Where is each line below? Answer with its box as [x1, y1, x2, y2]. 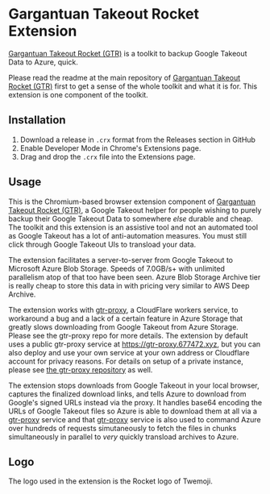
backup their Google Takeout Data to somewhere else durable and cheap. [8, 214, 254, 223]
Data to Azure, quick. [8, 57, 78, 67]
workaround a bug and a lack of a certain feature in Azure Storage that [8, 313, 243, 323]
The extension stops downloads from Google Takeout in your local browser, [8, 380, 260, 390]
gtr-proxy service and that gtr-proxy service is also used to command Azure [8, 414, 261, 424]
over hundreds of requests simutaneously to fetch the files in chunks [8, 423, 237, 433]
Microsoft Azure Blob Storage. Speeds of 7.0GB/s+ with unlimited [8, 264, 226, 273]
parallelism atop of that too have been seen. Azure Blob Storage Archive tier [8, 272, 261, 282]
